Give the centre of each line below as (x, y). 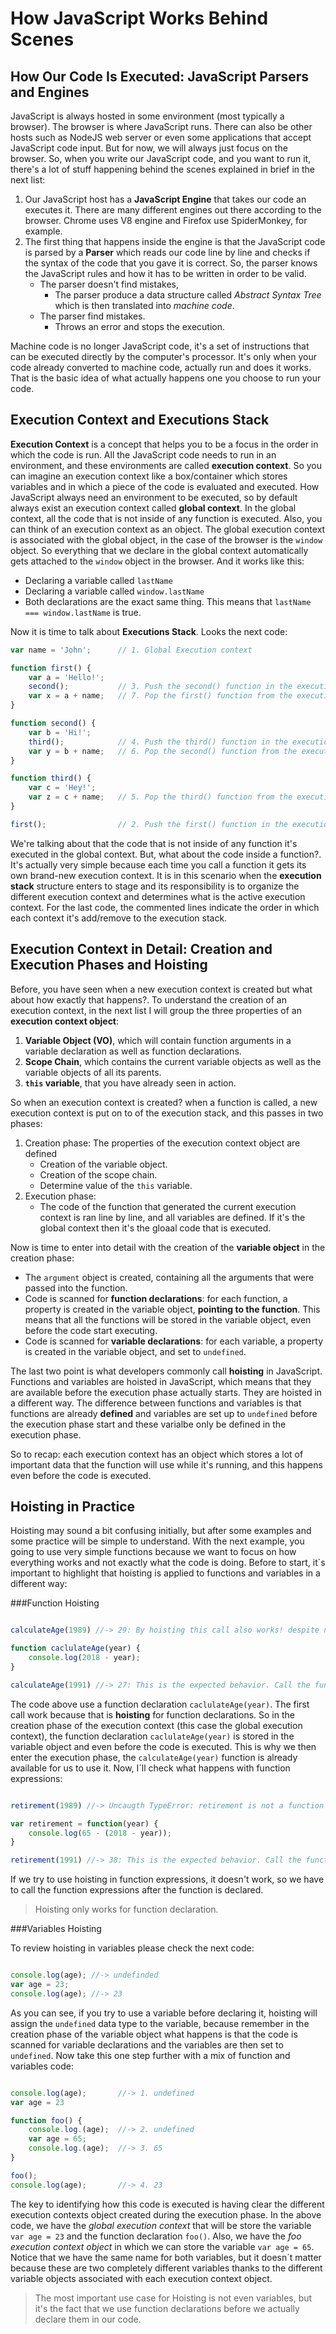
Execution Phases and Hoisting (109, 965)
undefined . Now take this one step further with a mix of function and (150, 2055)
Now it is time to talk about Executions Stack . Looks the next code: (149, 631)
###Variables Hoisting (56, 1929)
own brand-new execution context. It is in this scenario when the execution (166, 875)
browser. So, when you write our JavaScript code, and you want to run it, (161, 158)
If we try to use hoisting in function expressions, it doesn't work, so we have (167, 1879)
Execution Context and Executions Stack (140, 420)
